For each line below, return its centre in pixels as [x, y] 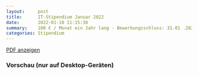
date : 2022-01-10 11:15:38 [47, 22]
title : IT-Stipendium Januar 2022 [55, 17]
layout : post [27, 11]
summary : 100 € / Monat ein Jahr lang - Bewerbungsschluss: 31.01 [93, 28]
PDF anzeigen [23, 50]
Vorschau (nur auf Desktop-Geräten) [60, 65]
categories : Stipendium [35, 33]
